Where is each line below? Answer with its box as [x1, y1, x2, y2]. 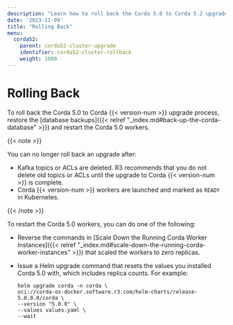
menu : [7, 29, 23, 37]
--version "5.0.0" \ [17, 300, 77, 308]
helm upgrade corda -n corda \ [17, 282, 108, 289]
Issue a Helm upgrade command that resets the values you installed [17, 261, 212, 269]
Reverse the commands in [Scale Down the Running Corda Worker [17, 233, 207, 242]
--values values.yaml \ [17, 306, 87, 313]
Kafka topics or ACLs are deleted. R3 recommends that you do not [17, 163, 207, 172]
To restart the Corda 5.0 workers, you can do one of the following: [7, 219, 196, 228]
